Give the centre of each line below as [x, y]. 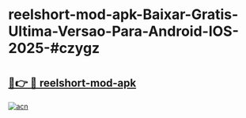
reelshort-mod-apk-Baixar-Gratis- [123, 15]
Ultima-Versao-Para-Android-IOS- [124, 31]
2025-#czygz [54, 48]
